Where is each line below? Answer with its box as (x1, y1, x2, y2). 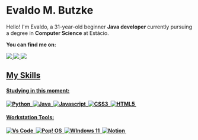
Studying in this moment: (6, 87, 70, 94)
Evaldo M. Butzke (6, 4, 94, 17)
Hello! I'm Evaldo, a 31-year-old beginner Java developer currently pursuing (6, 23, 193, 30)
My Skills (6, 71, 41, 81)
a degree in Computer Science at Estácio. (6, 29, 109, 36)
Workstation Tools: (6, 114, 55, 121)
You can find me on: (6, 41, 56, 48)
